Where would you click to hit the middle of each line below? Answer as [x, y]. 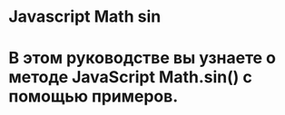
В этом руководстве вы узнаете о [142, 58]
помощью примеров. [93, 96]
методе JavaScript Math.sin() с [131, 77]
